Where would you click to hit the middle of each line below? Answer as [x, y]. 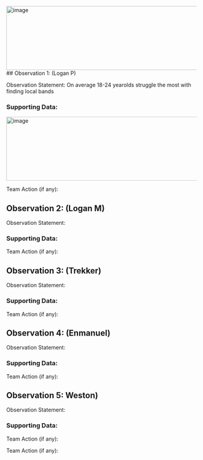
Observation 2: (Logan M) [56, 208]
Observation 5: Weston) [52, 396]
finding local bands [30, 91]
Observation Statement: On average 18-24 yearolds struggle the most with [99, 85]
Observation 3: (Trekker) [54, 270]
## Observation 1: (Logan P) [41, 73]
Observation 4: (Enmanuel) [58, 333]
